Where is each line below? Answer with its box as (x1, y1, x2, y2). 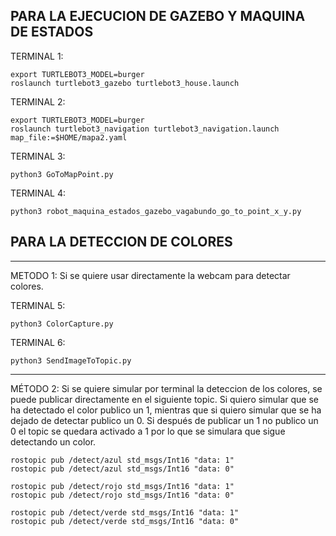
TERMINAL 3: (10, 150, 66, 162)
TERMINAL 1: (10, 50, 64, 62)
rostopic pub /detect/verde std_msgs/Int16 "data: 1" (10, 507, 240, 518)
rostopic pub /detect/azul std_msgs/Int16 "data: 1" (10, 455, 235, 465)
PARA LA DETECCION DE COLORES (10, 234, 233, 251)
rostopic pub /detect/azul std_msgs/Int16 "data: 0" (10, 464, 235, 474)
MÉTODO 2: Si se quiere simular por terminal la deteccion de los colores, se (10, 382, 323, 394)
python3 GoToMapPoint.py (10, 169, 114, 179)
